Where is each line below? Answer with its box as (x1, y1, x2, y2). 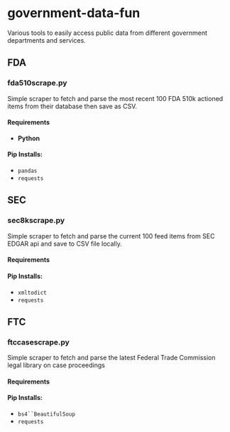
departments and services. (7, 36, 87, 44)
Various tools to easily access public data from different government (7, 28, 208, 37)
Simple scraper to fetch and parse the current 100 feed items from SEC (7, 231, 215, 240)
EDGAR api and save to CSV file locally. (7, 239, 122, 248)
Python (17, 134, 40, 142)
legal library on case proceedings (7, 361, 105, 369)
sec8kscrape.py (7, 216, 65, 226)
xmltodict (17, 289, 48, 296)
